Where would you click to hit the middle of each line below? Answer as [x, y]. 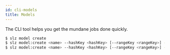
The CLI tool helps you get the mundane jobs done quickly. [67, 29]
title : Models [20, 15]
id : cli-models [21, 10]
